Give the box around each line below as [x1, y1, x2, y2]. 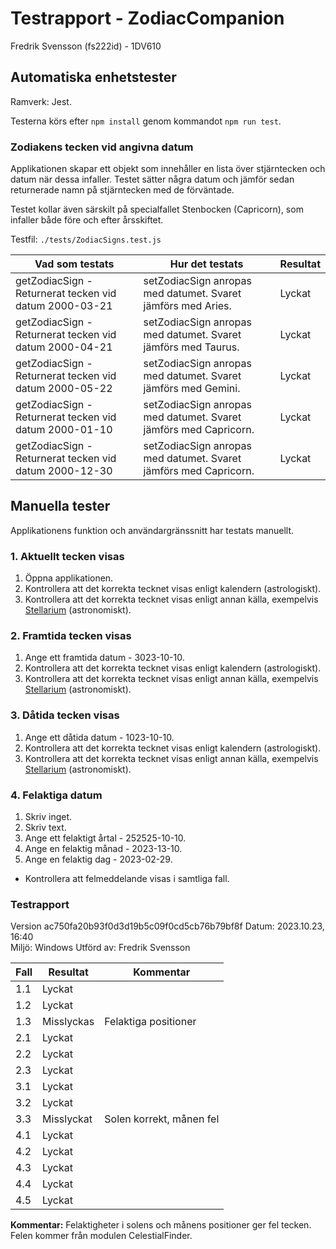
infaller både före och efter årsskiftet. [10, 214, 164, 226]
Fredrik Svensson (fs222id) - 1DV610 [10, 40, 162, 52]
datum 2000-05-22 [15, 382, 113, 396]
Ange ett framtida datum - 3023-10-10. [24, 652, 185, 664]
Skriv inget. [24, 811, 73, 823]
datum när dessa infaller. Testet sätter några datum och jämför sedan [10, 173, 295, 186]
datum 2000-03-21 [15, 299, 113, 313]
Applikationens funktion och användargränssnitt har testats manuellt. [10, 524, 295, 536]
